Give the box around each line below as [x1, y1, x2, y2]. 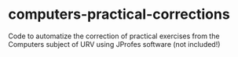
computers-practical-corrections [8, 5, 230, 23]
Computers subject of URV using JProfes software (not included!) [8, 39, 221, 48]
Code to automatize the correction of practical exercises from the [8, 31, 220, 41]
